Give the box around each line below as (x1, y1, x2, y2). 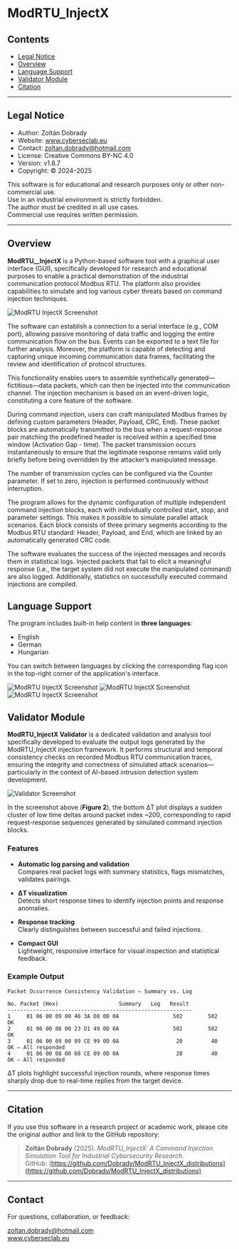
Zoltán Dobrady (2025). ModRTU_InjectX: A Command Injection (24, 1144, 213, 1152)
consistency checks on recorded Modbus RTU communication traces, (7, 753, 213, 762)
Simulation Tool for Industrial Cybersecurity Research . (24, 1151, 184, 1160)
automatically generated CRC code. (7, 536, 112, 544)
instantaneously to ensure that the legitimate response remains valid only (7, 447, 222, 456)
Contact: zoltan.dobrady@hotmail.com (17, 144, 132, 152)
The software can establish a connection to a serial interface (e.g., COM (7, 321, 218, 330)
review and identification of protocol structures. (7, 359, 147, 368)
